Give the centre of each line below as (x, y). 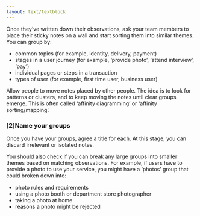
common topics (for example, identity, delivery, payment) (86, 53)
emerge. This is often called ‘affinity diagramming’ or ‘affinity (82, 103)
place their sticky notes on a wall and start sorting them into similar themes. (100, 35)
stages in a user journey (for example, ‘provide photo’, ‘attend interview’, (105, 60)
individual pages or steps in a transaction (66, 72)
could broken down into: (36, 176)
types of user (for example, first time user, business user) (86, 79)
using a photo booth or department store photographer (83, 194)
